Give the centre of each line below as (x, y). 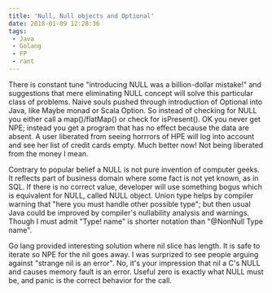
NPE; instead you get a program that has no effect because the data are (129, 128)
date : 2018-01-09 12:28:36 (54, 24)
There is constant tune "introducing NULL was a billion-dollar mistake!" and (135, 84)
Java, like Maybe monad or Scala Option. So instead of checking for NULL (133, 110)
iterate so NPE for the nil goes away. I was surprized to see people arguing (134, 254)
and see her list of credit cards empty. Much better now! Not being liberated (136, 145)
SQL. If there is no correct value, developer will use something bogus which (136, 186)
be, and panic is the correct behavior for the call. (90, 280)
